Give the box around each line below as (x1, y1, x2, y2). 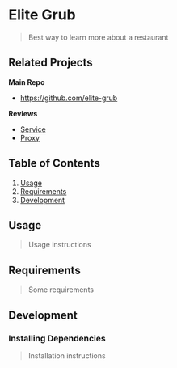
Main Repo (8, 77, 45, 87)
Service (19, 124, 46, 134)
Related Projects (8, 56, 93, 70)
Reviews (8, 108, 38, 118)
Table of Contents (8, 156, 101, 171)
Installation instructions (27, 350, 107, 361)
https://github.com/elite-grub (19, 93, 118, 103)
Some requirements (27, 285, 95, 294)
